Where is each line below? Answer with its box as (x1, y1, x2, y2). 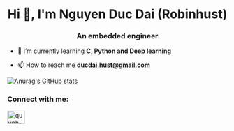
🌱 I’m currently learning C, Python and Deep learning (17, 47, 172, 55)
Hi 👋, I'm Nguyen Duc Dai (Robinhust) (7, 6, 228, 22)
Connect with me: (7, 94, 69, 104)
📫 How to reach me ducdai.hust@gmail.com (17, 61, 150, 69)
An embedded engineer (76, 31, 159, 41)
